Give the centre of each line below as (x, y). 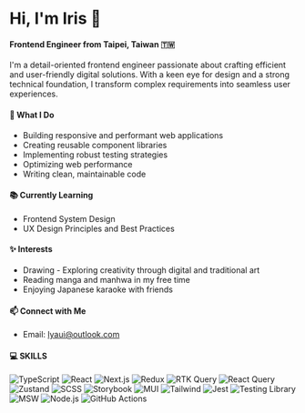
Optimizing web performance (77, 164)
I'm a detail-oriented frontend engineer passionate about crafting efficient (148, 65)
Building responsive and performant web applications (123, 135)
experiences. (34, 94)
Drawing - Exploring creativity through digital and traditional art (141, 270)
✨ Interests (31, 249)
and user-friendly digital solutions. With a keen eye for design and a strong (149, 75)
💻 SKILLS (28, 356)
